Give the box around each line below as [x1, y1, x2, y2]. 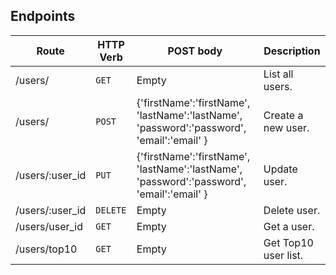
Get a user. [263, 219, 315, 233]
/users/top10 [15, 242, 78, 256]
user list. [263, 248, 304, 262]
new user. [263, 120, 310, 134]
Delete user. [263, 203, 321, 217]
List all [263, 67, 294, 81]
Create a [263, 108, 304, 122]
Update [263, 162, 298, 176]
